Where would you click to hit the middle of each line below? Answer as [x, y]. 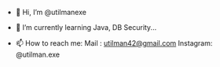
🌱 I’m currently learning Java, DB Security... [86, 27]
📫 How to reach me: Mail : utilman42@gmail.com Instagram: [114, 43]
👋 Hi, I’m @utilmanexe [51, 12]
